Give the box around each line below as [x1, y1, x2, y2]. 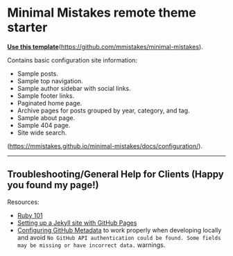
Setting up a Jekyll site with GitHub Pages [17, 219, 137, 227]
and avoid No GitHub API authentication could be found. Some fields [17, 233, 221, 241]
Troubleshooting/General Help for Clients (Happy [7, 169, 224, 180]
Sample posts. [17, 69, 59, 78]
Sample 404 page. [17, 121, 71, 129]
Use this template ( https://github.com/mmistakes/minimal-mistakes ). [7, 42, 203, 51]
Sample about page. [17, 113, 75, 122]
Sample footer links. [17, 92, 75, 100]
